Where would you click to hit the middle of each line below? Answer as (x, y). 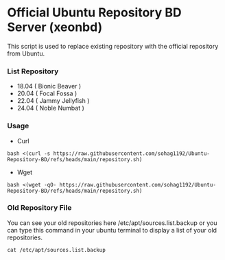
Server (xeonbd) (55, 27)
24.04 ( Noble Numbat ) (50, 108)
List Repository (33, 71)
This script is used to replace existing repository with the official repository (113, 46)
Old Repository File (39, 208)
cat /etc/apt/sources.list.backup (57, 250)
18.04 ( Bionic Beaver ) (49, 86)
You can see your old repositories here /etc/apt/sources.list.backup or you (112, 223)
